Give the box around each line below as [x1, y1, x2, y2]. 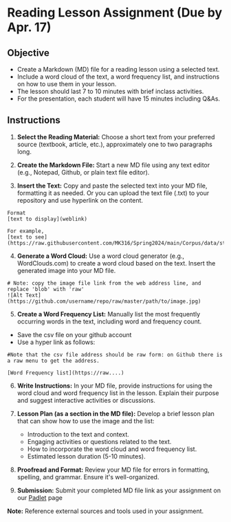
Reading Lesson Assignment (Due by [7, 5, 223, 21]
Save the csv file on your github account [16, 330, 132, 339]
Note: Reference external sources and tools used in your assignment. [7, 507, 204, 515]
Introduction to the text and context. [27, 430, 129, 439]
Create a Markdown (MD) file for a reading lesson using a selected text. [16, 66, 220, 73]
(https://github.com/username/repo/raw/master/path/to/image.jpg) [7, 298, 201, 305]
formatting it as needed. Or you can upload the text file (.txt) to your [16, 188, 210, 197]
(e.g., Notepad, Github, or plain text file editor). [16, 168, 150, 177]
